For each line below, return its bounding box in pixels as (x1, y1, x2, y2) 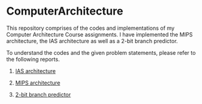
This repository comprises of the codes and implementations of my (6, 24, 175, 32)
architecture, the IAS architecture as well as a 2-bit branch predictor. (6, 37, 178, 44)
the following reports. (6, 55, 60, 63)
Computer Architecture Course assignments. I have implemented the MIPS (6, 30, 193, 38)
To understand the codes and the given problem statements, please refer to (6, 49, 196, 56)
